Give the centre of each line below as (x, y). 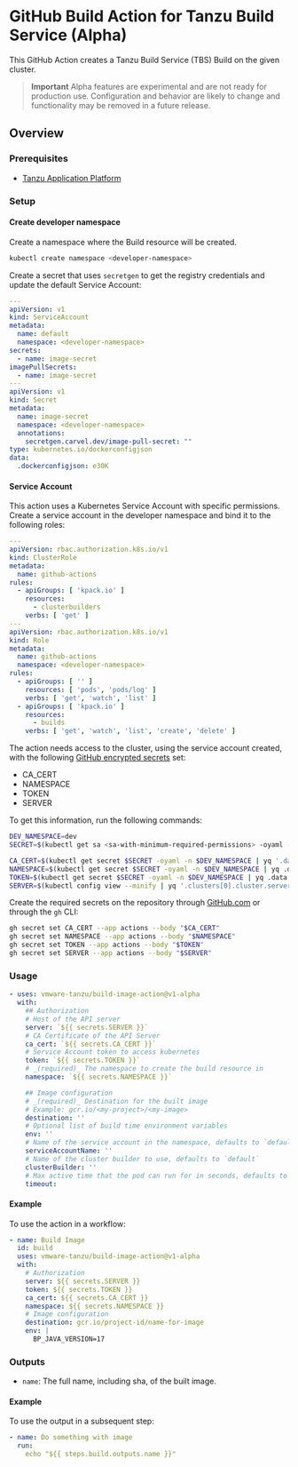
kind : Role (29, 640)
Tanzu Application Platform (71, 178)
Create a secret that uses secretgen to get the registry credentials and (137, 275)
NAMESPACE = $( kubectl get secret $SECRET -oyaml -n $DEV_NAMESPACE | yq (144, 869)
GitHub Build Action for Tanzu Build (142, 16)
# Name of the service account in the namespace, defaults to (142, 1143)
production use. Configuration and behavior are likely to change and (156, 96)
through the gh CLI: (44, 912)
